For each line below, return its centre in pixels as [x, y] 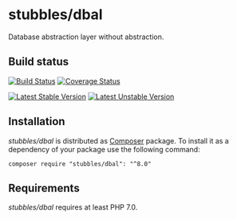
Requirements [44, 188]
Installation [37, 122]
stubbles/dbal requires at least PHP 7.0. [73, 207]
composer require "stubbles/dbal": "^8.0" [80, 164]
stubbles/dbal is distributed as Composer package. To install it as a [118, 140]
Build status [39, 62]
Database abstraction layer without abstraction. [86, 37]
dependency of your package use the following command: [105, 149]
